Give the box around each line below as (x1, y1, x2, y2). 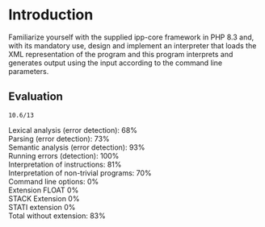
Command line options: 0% (8, 176, 99, 186)
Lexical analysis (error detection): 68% (8, 125, 137, 134)
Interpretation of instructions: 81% (8, 159, 122, 169)
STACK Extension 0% (8, 193, 80, 203)
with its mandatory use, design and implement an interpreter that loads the (8, 40, 257, 50)
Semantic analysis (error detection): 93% (8, 142, 145, 152)
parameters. (8, 66, 49, 76)
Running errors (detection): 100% (8, 151, 120, 160)
